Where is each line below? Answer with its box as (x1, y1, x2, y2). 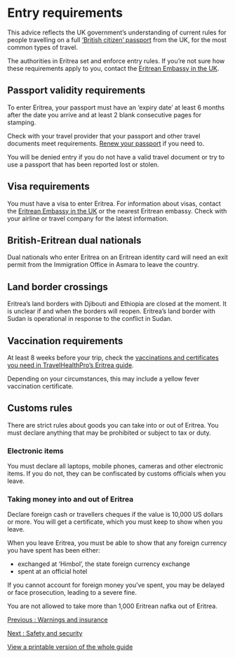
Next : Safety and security (7, 629, 83, 638)
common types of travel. (7, 43, 79, 51)
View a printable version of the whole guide (7, 643, 133, 651)
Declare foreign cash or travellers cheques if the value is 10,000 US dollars (7, 511, 223, 519)
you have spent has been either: (7, 546, 100, 555)
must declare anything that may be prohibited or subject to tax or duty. (7, 428, 212, 437)
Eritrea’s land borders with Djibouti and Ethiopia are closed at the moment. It (7, 300, 227, 308)
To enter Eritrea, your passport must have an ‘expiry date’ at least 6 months (7, 103, 225, 112)
